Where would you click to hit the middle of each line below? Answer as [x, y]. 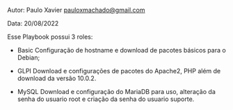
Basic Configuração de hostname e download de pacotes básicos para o [121, 50]
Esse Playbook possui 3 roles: [50, 37]
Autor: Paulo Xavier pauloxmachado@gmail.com [76, 10]
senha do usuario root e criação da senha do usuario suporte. [106, 99]
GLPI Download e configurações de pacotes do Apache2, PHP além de [119, 71]
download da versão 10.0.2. [57, 78]
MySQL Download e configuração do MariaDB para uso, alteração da [116, 92]
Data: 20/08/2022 [33, 23]
